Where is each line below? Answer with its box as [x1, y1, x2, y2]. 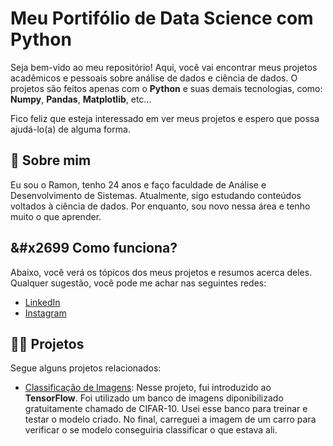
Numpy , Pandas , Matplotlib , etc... [10, 93, 152, 105]
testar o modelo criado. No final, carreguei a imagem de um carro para [24, 413, 317, 426]
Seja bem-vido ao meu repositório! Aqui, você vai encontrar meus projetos [10, 61, 318, 73]
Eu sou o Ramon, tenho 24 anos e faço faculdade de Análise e [10, 178, 267, 191]
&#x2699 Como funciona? [10, 240, 178, 257]
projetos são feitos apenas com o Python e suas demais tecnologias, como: [10, 82, 323, 94]
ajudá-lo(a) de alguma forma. [10, 123, 131, 135]
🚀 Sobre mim [10, 152, 92, 169]
